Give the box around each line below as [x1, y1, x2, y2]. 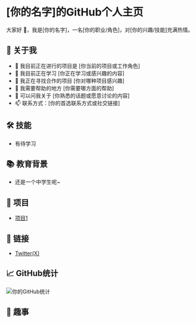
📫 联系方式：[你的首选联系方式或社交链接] [14, 99, 120, 106]
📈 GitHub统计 [6, 268, 58, 278]
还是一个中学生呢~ [14, 178, 61, 186]
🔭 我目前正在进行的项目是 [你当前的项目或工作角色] [14, 62, 141, 69]
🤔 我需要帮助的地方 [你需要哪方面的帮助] [14, 84, 114, 92]
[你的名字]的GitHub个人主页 [6, 5, 144, 19]
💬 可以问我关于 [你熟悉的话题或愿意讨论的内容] [14, 92, 130, 99]
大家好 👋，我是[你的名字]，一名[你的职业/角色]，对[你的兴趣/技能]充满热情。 [6, 26, 194, 33]
